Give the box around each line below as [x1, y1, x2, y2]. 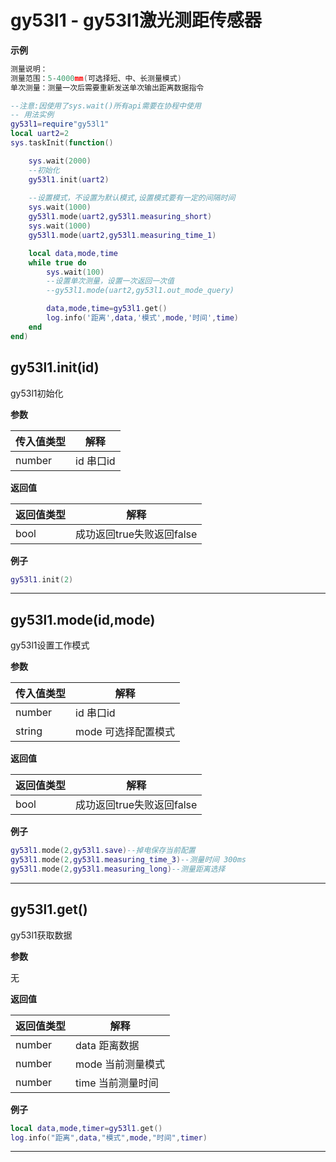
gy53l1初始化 [10, 387, 64, 399]
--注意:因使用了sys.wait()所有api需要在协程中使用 [10, 101, 202, 111]
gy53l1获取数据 [10, 929, 73, 941]
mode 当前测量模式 [75, 1057, 166, 1071]
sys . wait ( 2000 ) [28, 156, 92, 166]
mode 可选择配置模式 [75, 725, 176, 739]
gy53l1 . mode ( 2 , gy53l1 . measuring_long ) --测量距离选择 [10, 864, 226, 874]
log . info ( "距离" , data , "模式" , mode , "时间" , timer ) [10, 1132, 208, 1143]
